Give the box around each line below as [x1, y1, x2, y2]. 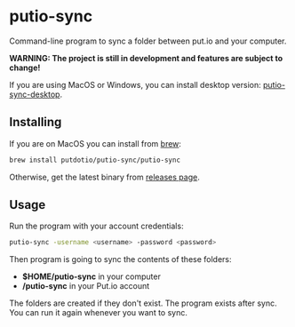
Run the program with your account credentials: [9, 220, 184, 232]
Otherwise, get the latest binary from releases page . [9, 171, 200, 182]
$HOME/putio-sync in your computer [21, 271, 162, 282]
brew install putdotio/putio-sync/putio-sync [9, 156, 180, 164]
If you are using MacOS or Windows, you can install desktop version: [9, 79, 262, 90]
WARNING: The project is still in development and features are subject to [9, 52, 283, 63]
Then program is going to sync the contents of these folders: [9, 254, 233, 265]
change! [9, 62, 41, 73]
